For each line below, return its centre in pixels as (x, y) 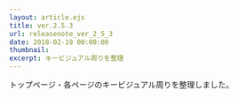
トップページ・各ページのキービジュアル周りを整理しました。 (122, 84)
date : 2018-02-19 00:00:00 (59, 42)
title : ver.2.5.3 (41, 26)
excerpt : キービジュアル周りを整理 (67, 58)
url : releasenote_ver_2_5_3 (61, 34)
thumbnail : (29, 50)
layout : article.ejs (48, 17)
